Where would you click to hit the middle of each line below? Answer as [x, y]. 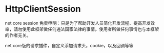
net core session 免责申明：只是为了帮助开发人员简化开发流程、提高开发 [78, 23]
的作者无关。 [18, 35]
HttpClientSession [43, 9]
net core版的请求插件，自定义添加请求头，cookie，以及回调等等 [69, 45]
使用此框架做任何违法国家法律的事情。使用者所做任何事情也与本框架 [90, 29]
